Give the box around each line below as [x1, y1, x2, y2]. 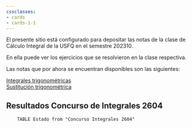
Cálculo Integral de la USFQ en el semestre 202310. [6, 42, 133, 49]
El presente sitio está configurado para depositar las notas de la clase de [6, 36, 186, 43]
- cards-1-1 [6, 20, 36, 26]
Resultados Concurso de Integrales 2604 [6, 101, 163, 111]
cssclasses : [6, 8, 36, 15]
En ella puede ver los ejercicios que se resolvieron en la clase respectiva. [6, 54, 187, 61]
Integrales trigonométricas [6, 77, 72, 84]
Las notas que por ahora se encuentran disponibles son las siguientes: [6, 65, 181, 73]
